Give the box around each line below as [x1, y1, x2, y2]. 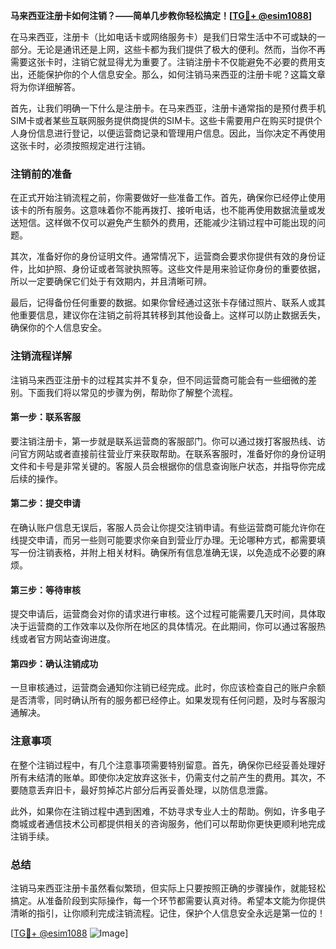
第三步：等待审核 [10, 584, 81, 596]
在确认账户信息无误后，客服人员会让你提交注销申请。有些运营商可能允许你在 [10, 522, 326, 533]
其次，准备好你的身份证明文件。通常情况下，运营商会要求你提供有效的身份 [10, 250, 317, 263]
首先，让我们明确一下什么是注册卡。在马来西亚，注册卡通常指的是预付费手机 [10, 102, 326, 114]
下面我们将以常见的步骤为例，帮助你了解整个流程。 [27, 386, 238, 398]
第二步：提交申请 [10, 497, 81, 509]
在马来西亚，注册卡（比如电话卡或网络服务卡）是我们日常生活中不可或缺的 [10, 31, 317, 43]
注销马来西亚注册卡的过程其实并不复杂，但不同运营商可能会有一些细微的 [10, 374, 308, 386]
